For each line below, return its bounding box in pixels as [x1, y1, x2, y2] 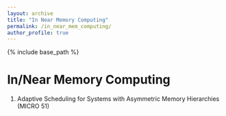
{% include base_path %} [7, 48, 79, 56]
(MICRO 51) [16, 102, 50, 111]
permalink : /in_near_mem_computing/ [7, 23, 112, 30]
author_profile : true [7, 29, 69, 36]
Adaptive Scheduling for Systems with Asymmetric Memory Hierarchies [16, 95, 220, 103]
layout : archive [7, 10, 53, 17]
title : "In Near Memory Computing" [7, 16, 109, 23]
